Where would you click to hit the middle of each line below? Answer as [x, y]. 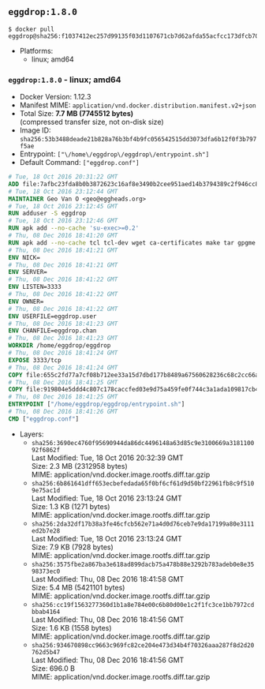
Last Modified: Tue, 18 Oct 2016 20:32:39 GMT [107, 458]
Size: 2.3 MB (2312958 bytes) [79, 466]
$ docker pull [32, 29]
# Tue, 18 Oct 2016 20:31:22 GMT [63, 177]
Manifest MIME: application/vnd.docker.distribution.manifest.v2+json [138, 105]
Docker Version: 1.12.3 [55, 97]
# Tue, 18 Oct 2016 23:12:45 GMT [63, 206]
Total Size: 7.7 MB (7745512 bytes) [77, 114]
